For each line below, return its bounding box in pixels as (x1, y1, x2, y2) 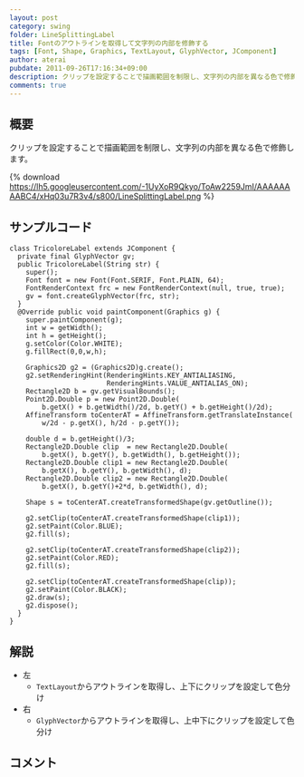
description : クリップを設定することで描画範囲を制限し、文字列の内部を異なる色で (9, 73, 285, 82)
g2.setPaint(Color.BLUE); (25, 522, 124, 531)
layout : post (9, 13, 59, 23)
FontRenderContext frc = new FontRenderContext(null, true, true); (25, 284, 285, 293)
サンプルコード (9, 219, 92, 235)
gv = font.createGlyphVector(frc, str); (25, 292, 180, 301)
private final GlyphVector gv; (17, 252, 136, 261)
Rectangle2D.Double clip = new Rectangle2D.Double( (25, 442, 229, 452)
